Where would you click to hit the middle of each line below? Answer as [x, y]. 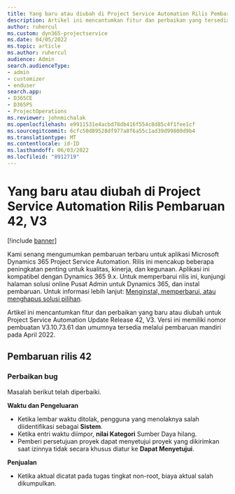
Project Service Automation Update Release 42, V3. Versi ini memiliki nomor [116, 320]
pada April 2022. [31, 334]
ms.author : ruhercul [37, 53]
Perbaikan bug [33, 376]
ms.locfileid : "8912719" [43, 157]
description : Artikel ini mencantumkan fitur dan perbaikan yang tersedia [119, 20]
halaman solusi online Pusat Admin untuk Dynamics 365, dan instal [104, 283]
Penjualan [22, 462]
